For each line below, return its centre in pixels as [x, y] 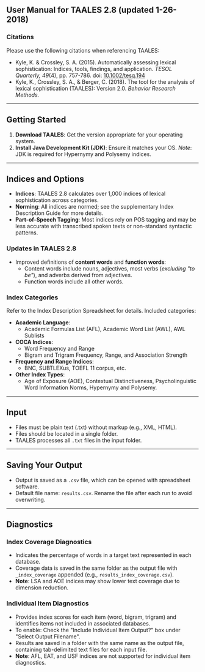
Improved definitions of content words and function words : [91, 262]
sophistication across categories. [57, 200]
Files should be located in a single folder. [67, 433]
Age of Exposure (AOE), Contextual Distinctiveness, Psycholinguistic [110, 381]
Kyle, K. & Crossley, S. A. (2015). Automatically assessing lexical [95, 62]
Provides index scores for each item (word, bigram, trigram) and [96, 617]
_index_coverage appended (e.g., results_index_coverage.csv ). [94, 575]
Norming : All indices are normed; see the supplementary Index [94, 207]
